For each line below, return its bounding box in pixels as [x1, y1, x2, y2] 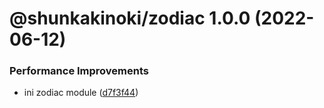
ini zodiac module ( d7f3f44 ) [23, 87, 139, 99]
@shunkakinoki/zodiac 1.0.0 [9, 7, 251, 30]
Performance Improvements [9, 64, 150, 78]
